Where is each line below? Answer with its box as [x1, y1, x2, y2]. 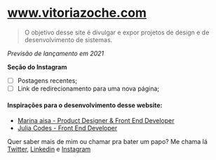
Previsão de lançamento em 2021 [7, 49, 104, 58]
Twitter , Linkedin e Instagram [7, 145, 91, 154]
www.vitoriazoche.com [7, 5, 147, 21]
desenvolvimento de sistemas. [24, 35, 113, 44]
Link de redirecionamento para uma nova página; [17, 84, 160, 93]
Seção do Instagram [7, 62, 67, 71]
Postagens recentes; [17, 76, 78, 85]
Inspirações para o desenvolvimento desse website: [7, 100, 163, 109]
